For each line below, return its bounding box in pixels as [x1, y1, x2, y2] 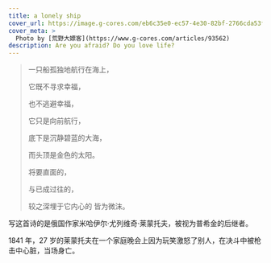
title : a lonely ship [8, 11, 81, 20]
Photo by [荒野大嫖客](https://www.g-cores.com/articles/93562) [15, 34, 230, 43]
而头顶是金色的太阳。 [27, 150, 99, 160]
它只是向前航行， [27, 116, 85, 125]
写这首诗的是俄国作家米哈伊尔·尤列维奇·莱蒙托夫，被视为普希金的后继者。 [8, 219, 253, 228]
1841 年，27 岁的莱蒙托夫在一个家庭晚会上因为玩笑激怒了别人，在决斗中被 [8, 236, 255, 245]
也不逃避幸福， [27, 99, 78, 109]
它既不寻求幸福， [27, 82, 85, 92]
